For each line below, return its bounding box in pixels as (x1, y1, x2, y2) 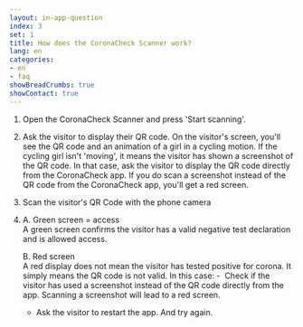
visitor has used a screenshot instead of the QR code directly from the (22, 279, 285, 290)
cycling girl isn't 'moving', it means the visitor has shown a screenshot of (22, 150, 294, 161)
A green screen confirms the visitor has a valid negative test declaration (22, 223, 291, 235)
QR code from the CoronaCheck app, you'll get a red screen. (22, 179, 249, 190)
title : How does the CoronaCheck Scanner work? (9, 38, 193, 48)
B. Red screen (22, 250, 75, 262)
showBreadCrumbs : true (9, 80, 95, 89)
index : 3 (9, 22, 43, 31)
